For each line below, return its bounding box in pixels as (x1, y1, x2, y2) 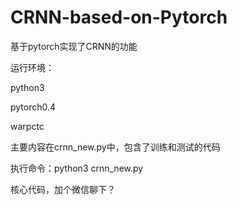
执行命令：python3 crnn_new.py (10, 162, 144, 174)
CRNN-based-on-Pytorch (10, 6, 228, 29)
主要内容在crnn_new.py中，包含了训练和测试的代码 (10, 141, 221, 153)
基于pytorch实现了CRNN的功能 (10, 40, 138, 52)
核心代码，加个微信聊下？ (10, 183, 116, 195)
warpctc (10, 120, 45, 132)
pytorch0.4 (10, 101, 57, 113)
